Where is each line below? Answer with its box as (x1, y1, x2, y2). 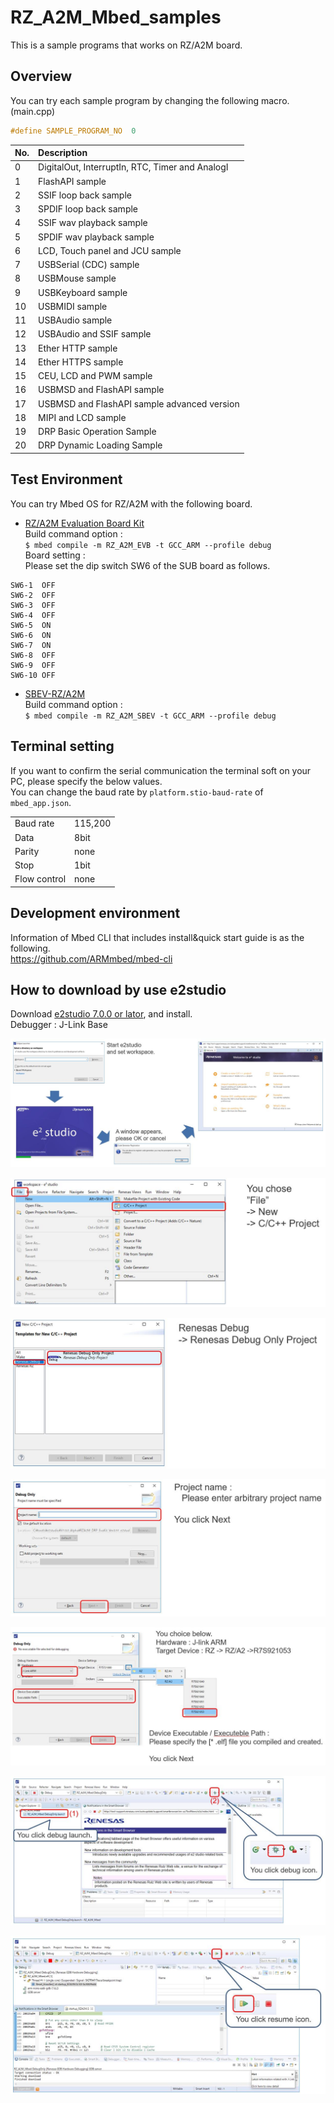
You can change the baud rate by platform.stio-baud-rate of (10, 786, 264, 798)
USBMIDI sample (38, 300, 108, 312)
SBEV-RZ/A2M (24, 687, 86, 700)
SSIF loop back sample (38, 189, 132, 201)
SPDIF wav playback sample (38, 231, 155, 243)
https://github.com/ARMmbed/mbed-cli (10, 952, 173, 965)
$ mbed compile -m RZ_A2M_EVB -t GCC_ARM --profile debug (24, 540, 272, 550)
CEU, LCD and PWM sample (38, 370, 153, 382)
